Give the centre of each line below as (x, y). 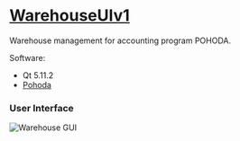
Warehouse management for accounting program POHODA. (120, 40)
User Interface (42, 108)
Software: (28, 57)
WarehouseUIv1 (69, 16)
